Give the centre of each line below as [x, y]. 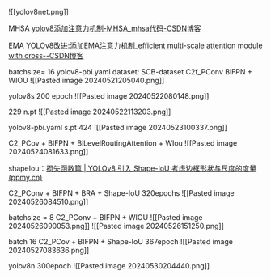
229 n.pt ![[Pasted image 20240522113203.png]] [90, 112]
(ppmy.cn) [25, 178]
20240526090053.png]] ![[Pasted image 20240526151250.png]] [116, 226]
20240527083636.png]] [49, 250]
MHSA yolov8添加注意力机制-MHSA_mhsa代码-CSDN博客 [105, 28]
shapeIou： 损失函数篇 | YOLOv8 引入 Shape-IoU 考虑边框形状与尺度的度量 [133, 168]
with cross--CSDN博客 [46, 55]
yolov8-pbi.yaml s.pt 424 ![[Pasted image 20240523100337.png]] [118, 127]
